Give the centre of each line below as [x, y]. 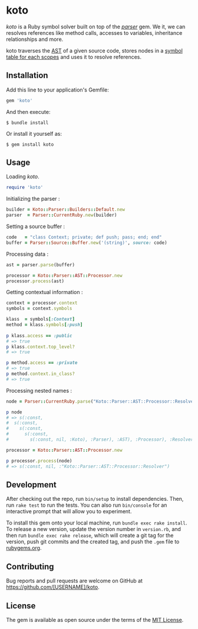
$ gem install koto [30, 144]
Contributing [30, 567]
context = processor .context [42, 303]
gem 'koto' [19, 100]
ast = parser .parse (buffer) [41, 265]
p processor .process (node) [39, 461]
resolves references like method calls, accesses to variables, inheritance [94, 32]
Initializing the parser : [33, 199]
